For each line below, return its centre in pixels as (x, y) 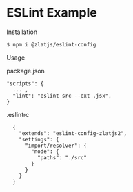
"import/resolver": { (56, 146)
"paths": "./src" (62, 157)
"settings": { (39, 139)
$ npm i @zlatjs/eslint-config (51, 44)
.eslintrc (18, 114)
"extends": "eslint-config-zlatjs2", (73, 133)
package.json (26, 71)
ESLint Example (52, 13)
